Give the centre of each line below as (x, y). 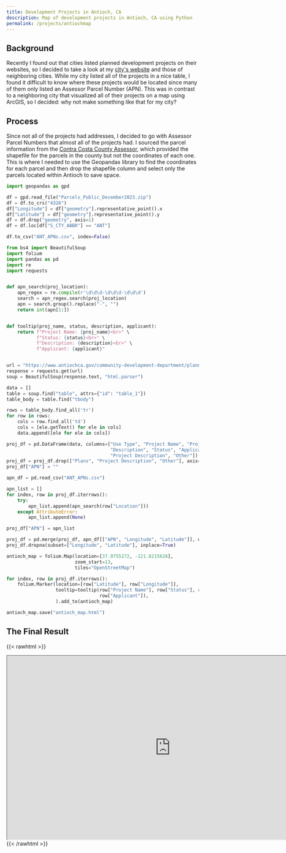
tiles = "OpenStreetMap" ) (105, 568)
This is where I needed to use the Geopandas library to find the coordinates (101, 162)
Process (22, 121)
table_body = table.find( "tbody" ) (50, 399)
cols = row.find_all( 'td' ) (52, 422)
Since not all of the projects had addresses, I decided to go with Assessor (99, 136)
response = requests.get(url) (45, 371)
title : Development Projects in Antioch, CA (64, 12)
